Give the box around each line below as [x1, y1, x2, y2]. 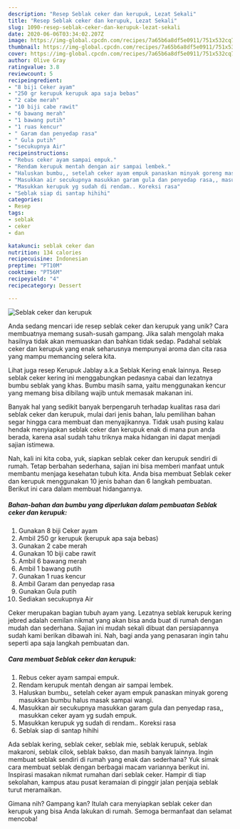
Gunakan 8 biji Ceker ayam [18, 526, 98, 535]
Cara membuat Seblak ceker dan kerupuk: [8, 655, 137, 663]
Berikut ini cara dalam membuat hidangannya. [8, 484, 143, 493]
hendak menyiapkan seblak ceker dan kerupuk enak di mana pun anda [8, 425, 216, 434]
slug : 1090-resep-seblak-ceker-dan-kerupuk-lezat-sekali [8, 24, 181, 31]
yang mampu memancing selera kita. [8, 352, 117, 360]
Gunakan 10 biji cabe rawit [18, 549, 96, 557]
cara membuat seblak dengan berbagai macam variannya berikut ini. [8, 763, 209, 771]
